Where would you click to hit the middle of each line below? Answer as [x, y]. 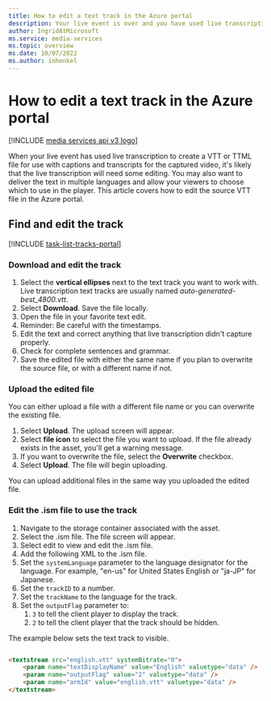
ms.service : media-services [56, 38]
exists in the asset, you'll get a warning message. [102, 448]
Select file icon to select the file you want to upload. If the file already [135, 439]
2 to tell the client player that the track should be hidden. [125, 622]
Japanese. [38, 579]
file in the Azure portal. [46, 199]
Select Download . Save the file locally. [84, 308]
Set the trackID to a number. [67, 588]
